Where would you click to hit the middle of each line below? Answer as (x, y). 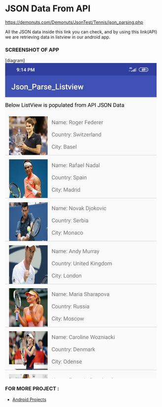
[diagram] (15, 61)
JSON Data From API (48, 9)
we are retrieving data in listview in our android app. (58, 37)
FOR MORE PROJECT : (32, 389)
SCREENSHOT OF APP (32, 50)
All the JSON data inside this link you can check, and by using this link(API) (81, 32)
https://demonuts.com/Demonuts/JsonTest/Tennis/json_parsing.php (74, 22)
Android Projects (29, 399)
